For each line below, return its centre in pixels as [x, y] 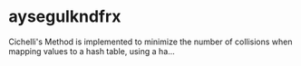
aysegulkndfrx [65, 17]
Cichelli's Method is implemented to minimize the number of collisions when [150, 42]
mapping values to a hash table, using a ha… [92, 51]
